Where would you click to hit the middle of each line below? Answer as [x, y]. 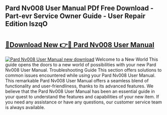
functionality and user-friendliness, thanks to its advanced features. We [79, 86]
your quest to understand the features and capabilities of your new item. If [82, 97]
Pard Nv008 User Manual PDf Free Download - [79, 8]
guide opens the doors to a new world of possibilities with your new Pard [81, 65]
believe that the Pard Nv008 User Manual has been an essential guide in [80, 91]
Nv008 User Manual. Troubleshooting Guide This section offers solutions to [83, 70]
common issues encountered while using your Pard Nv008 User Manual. [80, 75]
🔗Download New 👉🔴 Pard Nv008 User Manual [80, 45]
